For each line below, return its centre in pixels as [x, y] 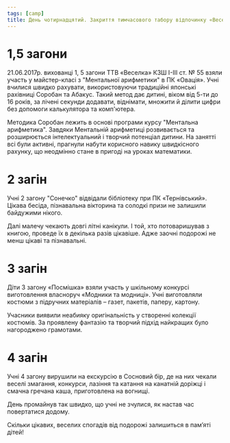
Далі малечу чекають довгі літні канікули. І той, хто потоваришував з [108, 226]
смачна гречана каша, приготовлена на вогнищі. [78, 391]
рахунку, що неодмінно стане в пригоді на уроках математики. [100, 152]
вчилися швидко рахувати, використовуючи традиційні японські [102, 87]
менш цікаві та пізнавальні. [47, 241]
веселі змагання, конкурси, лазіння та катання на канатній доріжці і [106, 384]
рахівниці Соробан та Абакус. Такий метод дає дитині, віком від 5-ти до [113, 95]
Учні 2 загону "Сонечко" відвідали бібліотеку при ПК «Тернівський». [107, 198]
